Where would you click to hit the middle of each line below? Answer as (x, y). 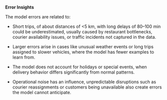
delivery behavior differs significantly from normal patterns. (74, 72)
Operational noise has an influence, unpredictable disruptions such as (84, 82)
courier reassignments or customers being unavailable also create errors (87, 87)
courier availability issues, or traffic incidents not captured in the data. (84, 37)
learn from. (24, 57)
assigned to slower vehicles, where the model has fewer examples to (83, 52)
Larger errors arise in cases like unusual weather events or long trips (83, 47)
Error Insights (19, 7)
